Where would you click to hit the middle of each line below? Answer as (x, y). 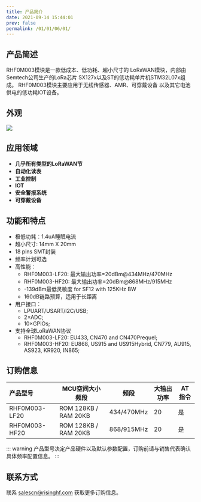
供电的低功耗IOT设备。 (34, 92)
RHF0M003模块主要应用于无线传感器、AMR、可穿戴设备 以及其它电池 (104, 85)
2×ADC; (33, 317)
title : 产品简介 (25, 12)
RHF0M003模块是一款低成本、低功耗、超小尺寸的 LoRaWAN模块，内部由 (96, 70)
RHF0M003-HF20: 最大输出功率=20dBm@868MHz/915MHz (98, 281)
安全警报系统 (31, 192)
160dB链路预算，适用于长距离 (60, 296)
